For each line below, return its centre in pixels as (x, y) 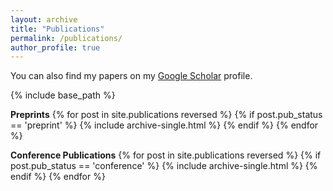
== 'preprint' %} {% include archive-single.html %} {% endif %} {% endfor (164, 125)
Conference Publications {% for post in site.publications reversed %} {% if (166, 155)
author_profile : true (55, 47)
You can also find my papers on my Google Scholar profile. (131, 76)
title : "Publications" (57, 29)
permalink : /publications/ (66, 38)
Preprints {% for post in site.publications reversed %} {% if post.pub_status (166, 115)
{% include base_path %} (63, 95)
